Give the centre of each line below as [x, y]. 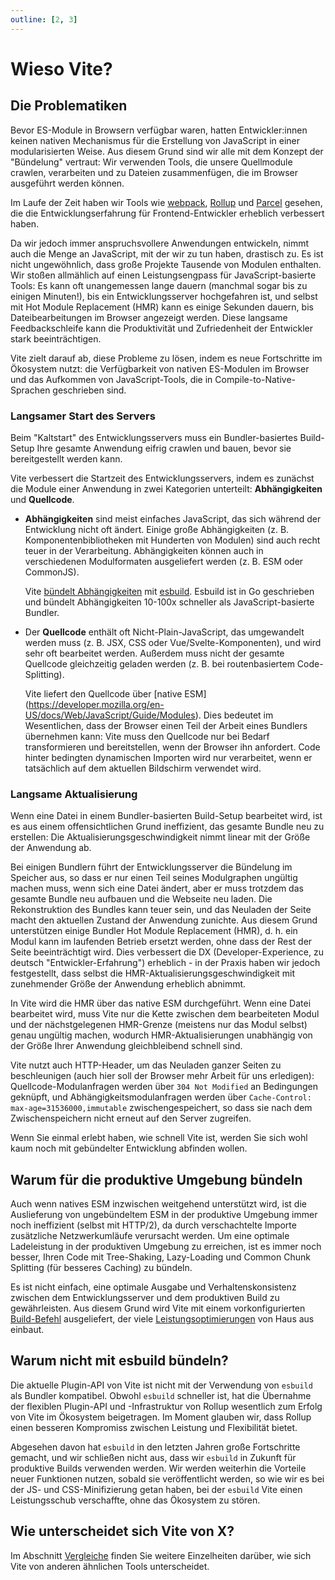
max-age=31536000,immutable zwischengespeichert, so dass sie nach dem [161, 1108]
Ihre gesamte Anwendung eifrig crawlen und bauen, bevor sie [164, 448]
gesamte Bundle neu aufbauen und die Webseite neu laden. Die [141, 899]
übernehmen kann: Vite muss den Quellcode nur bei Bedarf [147, 736]
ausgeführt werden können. [67, 183]
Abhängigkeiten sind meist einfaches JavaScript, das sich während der [173, 518]
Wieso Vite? [61, 68]
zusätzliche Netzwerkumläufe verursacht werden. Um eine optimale [150, 1236]
